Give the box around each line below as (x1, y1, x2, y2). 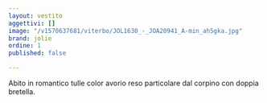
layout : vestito (8, 11, 63, 20)
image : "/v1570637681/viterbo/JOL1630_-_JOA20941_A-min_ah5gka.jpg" (8, 27, 243, 35)
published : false (8, 49, 67, 57)
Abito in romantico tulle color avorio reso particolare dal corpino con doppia (8, 78, 259, 88)
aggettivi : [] (8, 19, 56, 27)
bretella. (8, 87, 36, 97)
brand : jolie (8, 34, 52, 43)
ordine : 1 (8, 42, 42, 50)
